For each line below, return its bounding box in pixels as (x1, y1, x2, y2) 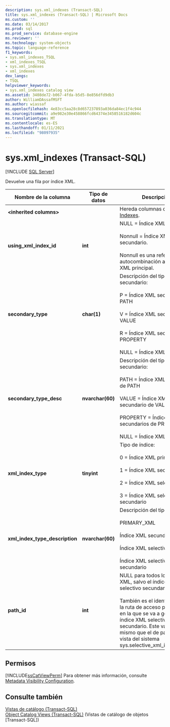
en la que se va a (119, 610, 160, 617)
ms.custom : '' (5, 17, 35, 22)
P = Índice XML (119, 292, 156, 299)
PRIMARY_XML (119, 520, 156, 527)
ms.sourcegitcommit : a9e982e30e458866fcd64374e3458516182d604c (5, 111, 142, 117)
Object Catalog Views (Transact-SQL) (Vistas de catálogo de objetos (5, 711, 149, 717)
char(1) (81, 310, 101, 318)
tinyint (81, 470, 98, 477)
